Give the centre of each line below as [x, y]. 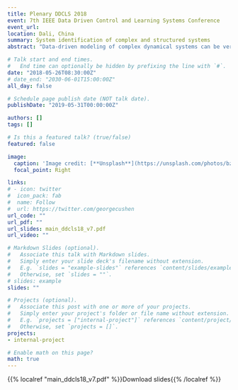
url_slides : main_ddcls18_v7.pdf [57, 229]
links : [17, 183]
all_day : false [30, 86]
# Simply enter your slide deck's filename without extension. [106, 261]
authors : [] [25, 118]
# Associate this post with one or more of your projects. [100, 307]
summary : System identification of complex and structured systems [109, 40]
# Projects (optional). [42, 300]
